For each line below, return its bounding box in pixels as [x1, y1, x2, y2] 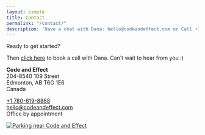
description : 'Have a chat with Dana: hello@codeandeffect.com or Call [6, 26, 192, 32]
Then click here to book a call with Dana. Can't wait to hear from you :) [6, 54, 184, 61]
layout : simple [6, 9, 45, 15]
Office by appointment [6, 110, 63, 117]
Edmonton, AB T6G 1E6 [6, 79, 65, 86]
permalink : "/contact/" [6, 20, 67, 26]
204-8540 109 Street [6, 72, 60, 80]
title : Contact [6, 15, 45, 21]
